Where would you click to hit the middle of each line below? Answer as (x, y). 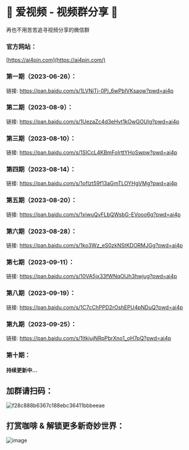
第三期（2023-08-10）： (41, 139)
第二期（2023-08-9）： (40, 108)
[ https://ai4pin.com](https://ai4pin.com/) (56, 60)
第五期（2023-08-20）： (42, 200)
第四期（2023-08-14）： (41, 169)
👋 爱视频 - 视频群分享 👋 (62, 12)
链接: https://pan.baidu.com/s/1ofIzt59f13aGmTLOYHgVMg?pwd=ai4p (92, 183)
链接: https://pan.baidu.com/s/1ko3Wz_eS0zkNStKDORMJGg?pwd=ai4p (94, 246)
